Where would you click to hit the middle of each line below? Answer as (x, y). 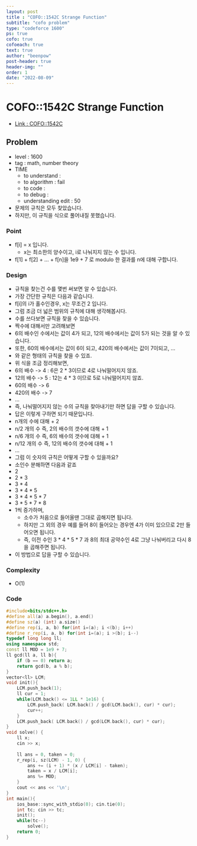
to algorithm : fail (44, 182)
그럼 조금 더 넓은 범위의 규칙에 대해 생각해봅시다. (71, 311)
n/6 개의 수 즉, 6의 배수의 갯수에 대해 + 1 (62, 436)
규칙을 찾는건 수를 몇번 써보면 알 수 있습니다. (66, 289)
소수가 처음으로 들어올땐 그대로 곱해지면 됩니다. (78, 518)
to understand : (42, 175)
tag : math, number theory (46, 163)
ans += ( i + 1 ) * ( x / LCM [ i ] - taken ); (78, 766)
